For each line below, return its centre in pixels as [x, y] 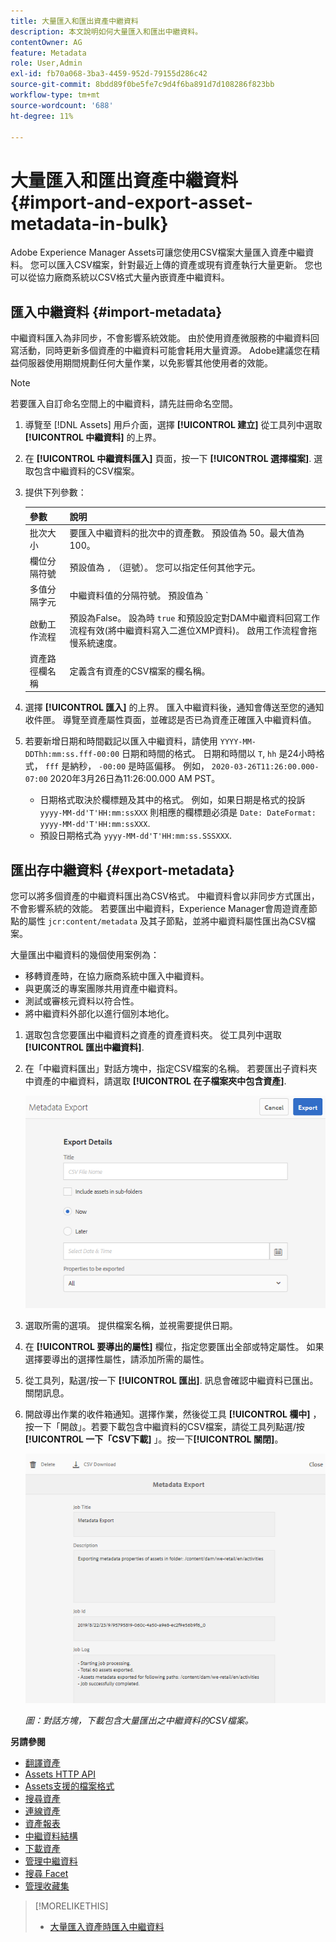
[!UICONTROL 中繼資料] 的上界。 [93, 437]
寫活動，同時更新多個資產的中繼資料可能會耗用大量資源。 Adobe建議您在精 [165, 351]
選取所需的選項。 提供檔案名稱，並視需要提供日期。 [131, 1325]
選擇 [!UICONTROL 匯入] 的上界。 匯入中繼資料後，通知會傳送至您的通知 [174, 707]
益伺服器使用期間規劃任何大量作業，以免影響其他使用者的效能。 [141, 363]
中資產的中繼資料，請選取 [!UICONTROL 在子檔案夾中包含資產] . [155, 1081]
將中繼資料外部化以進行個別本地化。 [99, 1014]
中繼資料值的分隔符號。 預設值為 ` [139, 596]
